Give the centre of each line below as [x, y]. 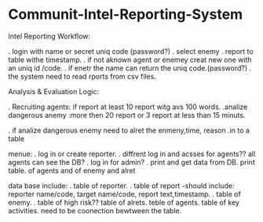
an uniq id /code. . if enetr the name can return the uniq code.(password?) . [130, 67]
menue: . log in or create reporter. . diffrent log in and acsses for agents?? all [132, 154]
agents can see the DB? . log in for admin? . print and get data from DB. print [131, 162]
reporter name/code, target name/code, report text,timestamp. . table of [124, 194]
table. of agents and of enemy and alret [72, 170]
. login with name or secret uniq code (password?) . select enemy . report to [131, 51]
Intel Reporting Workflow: [49, 36]
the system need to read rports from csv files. [82, 76]
